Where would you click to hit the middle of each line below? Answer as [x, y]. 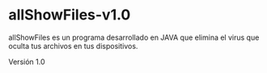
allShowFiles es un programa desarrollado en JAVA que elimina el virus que [134, 37]
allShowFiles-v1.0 [70, 15]
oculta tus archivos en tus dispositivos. [73, 45]
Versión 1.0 [27, 62]
